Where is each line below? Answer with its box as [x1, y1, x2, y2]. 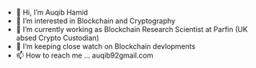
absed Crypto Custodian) [15, 33, 100, 42]
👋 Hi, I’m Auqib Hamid [15, 8, 88, 17]
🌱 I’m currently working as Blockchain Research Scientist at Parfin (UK [15, 25, 248, 34]
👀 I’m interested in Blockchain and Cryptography [15, 16, 176, 26]
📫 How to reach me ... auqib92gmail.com [15, 50, 154, 60]
